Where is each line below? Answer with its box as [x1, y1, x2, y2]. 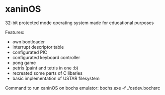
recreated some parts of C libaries [12, 70, 83, 76]
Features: [5, 29, 25, 35]
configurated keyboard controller [12, 54, 81, 60]
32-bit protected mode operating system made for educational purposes [5, 20, 154, 26]
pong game [12, 60, 36, 65]
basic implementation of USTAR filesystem [12, 75, 100, 81]
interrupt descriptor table [12, 44, 64, 50]
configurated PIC [12, 49, 48, 55]
